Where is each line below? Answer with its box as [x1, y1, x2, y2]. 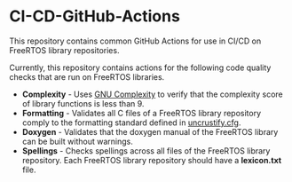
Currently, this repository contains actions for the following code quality [9, 62, 272, 73]
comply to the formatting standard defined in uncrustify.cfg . [21, 117, 241, 128]
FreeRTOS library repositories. [9, 44, 120, 55]
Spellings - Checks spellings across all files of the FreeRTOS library [21, 145, 271, 156]
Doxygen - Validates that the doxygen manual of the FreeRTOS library [21, 126, 279, 137]
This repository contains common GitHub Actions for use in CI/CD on [9, 36, 262, 46]
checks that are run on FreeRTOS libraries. [9, 71, 165, 82]
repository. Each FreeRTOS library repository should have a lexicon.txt [21, 154, 282, 165]
